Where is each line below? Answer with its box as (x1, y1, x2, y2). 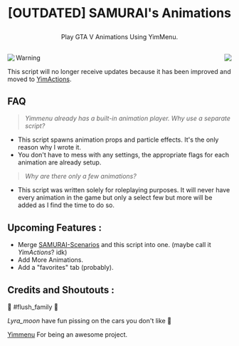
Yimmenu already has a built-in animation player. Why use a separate (24, 114, 231, 122)
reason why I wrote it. (17, 143, 82, 152)
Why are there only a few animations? (24, 172, 137, 181)
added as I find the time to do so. (17, 201, 115, 209)
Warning (16, 53, 41, 62)
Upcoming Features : (7, 221, 102, 234)
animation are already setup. (17, 158, 102, 167)
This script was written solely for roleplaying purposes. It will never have (17, 186, 230, 194)
